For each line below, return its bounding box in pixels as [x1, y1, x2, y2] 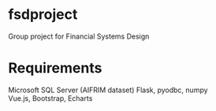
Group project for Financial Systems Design [8, 31, 150, 41]
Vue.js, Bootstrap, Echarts [8, 93, 93, 103]
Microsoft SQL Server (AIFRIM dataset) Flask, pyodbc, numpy [8, 85, 208, 94]
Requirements [8, 59, 102, 77]
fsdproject [8, 6, 78, 24]
